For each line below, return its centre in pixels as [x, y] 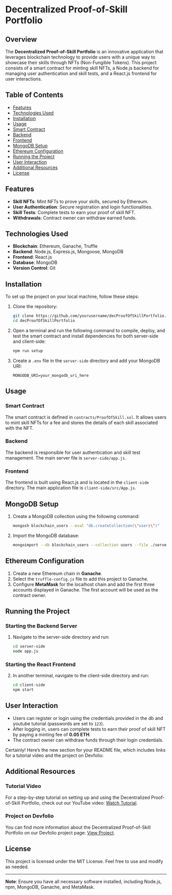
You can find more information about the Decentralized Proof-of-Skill [78, 827]
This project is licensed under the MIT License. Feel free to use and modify [84, 861]
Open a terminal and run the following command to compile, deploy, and [89, 330]
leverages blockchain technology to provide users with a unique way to [80, 57]
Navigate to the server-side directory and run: [61, 637]
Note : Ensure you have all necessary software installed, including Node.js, [84, 881]
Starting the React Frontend [40, 664]
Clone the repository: [35, 307]
